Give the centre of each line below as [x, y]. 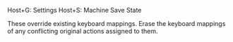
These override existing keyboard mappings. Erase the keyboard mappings [116, 23]
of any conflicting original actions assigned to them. [83, 31]
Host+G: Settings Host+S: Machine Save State [74, 10]
